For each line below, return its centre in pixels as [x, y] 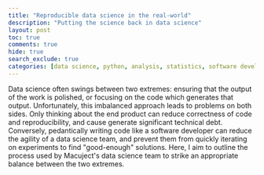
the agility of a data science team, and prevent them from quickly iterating [128, 139]
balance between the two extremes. [66, 164]
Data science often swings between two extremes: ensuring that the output [130, 89]
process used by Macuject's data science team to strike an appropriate [123, 155]
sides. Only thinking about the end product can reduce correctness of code [130, 114]
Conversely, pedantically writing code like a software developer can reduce [130, 130]
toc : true [24, 37]
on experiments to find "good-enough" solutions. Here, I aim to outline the [128, 147]
